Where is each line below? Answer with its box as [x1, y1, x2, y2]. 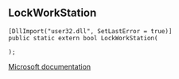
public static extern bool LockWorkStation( [8, 34, 158, 42]
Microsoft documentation [8, 62, 91, 71]
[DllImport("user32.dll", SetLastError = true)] [8, 27, 173, 35]
